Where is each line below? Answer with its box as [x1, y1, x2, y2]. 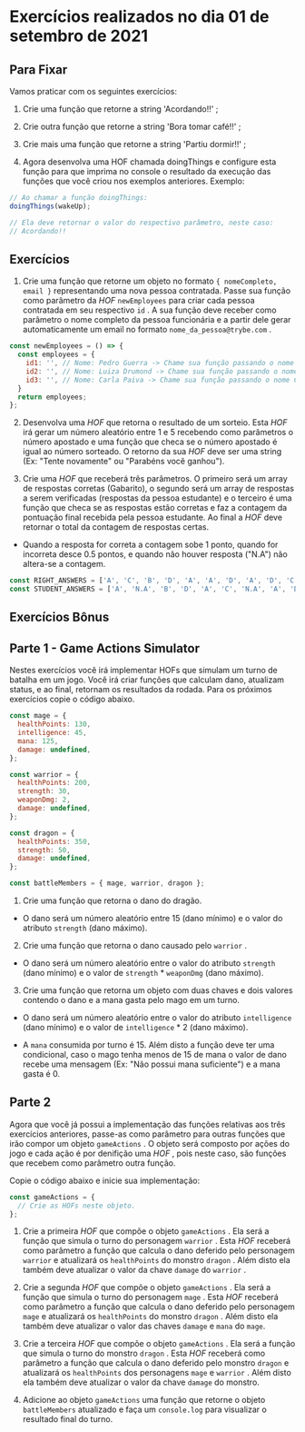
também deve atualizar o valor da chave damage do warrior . [22, 1265, 247, 1276]
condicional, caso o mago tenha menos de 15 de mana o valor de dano [22, 1049, 288, 1060]
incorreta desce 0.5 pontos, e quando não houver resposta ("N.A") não [22, 549, 288, 560]
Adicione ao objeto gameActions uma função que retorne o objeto [22, 1395, 266, 1406]
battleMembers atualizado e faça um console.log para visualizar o [22, 1404, 268, 1415]
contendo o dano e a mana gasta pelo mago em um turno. [22, 995, 241, 1006]
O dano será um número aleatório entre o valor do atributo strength [22, 958, 276, 969]
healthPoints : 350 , [17, 837, 92, 846]
